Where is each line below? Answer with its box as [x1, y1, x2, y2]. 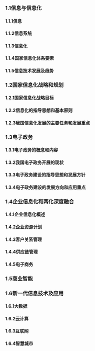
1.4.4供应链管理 [5, 249, 38, 255]
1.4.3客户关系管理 [5, 236, 42, 242]
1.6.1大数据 [5, 303, 27, 309]
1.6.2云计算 [5, 315, 29, 321]
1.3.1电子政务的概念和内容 [5, 147, 58, 153]
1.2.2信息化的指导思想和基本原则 [5, 107, 73, 113]
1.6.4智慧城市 [5, 340, 33, 346]
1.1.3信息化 [5, 43, 27, 49]
